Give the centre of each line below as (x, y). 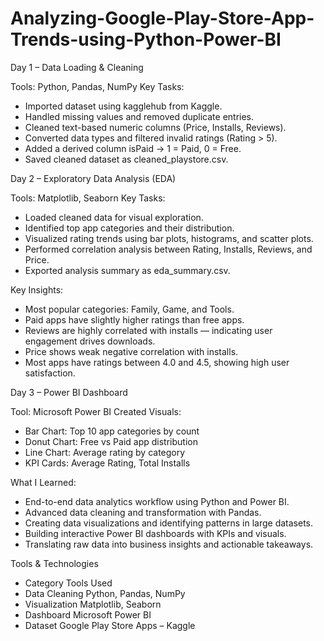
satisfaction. (50, 373)
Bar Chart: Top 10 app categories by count (112, 431)
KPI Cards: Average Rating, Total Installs (107, 463)
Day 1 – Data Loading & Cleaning (77, 67)
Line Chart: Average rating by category (105, 452)
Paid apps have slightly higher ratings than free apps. (134, 319)
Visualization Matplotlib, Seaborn (93, 604)
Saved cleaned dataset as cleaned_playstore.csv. (126, 159)
